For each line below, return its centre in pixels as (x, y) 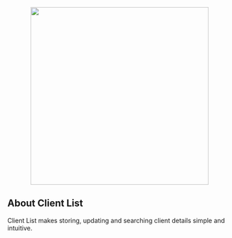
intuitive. (20, 228)
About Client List (45, 204)
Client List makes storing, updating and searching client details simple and (116, 220)
